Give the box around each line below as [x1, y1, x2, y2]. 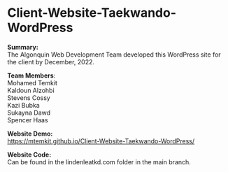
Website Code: [7, 150, 52, 159]
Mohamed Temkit [7, 78, 58, 87]
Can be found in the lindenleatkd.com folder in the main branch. [7, 157, 191, 166]
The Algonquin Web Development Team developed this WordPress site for [7, 50, 222, 59]
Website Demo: [7, 129, 53, 138]
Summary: [7, 43, 38, 51]
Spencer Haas [7, 115, 48, 124]
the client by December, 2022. [7, 57, 95, 66]
